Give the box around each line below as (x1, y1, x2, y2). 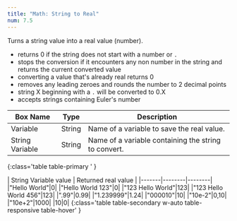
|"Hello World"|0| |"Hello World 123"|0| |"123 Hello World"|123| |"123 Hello (7, 183, 224, 191)
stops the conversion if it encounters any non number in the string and (17, 57, 222, 66)
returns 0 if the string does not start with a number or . (17, 50, 178, 59)
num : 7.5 (7, 17, 33, 24)
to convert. (87, 144, 124, 154)
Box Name (15, 112, 51, 121)
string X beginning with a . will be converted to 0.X (17, 88, 166, 96)
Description (137, 112, 178, 121)
